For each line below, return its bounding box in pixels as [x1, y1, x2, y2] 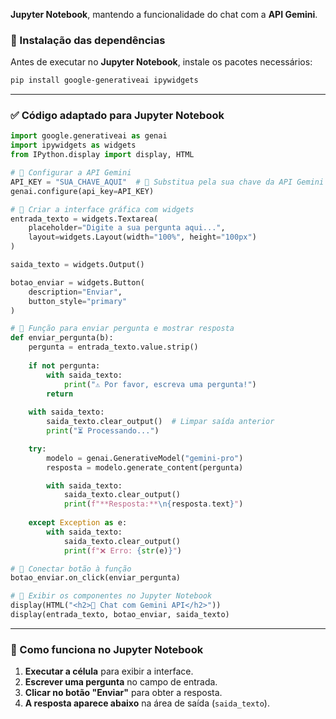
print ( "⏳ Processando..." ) [46, 426, 160, 436]
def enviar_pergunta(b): [10, 333, 114, 343]
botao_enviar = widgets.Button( [10, 277, 145, 288]
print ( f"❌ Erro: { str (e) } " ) [63, 545, 183, 556]
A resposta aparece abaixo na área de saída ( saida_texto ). [24, 697, 270, 709]
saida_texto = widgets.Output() [10, 260, 145, 270]
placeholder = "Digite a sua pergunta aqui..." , [28, 223, 226, 233]
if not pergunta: [28, 360, 101, 371]
